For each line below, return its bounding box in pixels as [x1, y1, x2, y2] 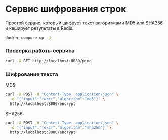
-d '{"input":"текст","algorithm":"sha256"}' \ [10, 125, 112, 130]
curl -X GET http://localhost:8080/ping [5, 59, 92, 64]
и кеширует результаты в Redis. [5, 25, 74, 31]
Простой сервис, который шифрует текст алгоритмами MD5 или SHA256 [5, 20, 163, 26]
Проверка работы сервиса [5, 47, 75, 54]
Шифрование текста [5, 71, 58, 78]
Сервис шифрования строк [5, 3, 127, 15]
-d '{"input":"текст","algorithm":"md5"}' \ [10, 97, 105, 102]
